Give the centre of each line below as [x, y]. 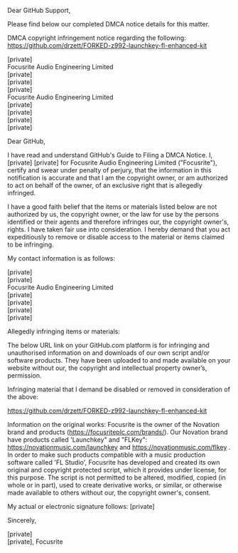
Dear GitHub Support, [39, 10]
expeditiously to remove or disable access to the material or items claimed [116, 237]
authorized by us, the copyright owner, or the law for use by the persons [113, 214]
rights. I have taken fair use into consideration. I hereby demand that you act [119, 229]
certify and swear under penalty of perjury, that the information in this [109, 170]
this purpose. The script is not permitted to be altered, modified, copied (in [117, 477]
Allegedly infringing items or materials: [64, 331]
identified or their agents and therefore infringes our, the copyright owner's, [118, 222]
